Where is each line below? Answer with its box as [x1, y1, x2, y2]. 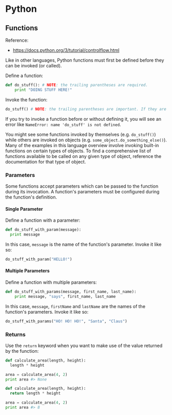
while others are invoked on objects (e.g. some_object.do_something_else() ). [5, 137, 167, 143]
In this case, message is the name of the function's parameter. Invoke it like [5, 241, 162, 247]
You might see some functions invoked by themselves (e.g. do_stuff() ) [5, 131, 156, 137]
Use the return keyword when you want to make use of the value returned [5, 342, 163, 349]
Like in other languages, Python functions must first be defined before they [5, 57, 164, 63]
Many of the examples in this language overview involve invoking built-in [5, 142, 159, 148]
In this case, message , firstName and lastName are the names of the [5, 303, 145, 309]
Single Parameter [5, 206, 43, 212]
